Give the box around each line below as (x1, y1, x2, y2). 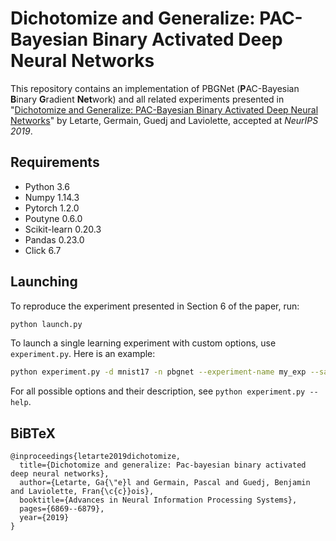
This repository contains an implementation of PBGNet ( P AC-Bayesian (10, 82, 300, 94)
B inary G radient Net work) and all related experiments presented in (10, 93, 285, 105)
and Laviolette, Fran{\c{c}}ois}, (10, 487, 155, 497)
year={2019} (19, 513, 70, 523)
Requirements (10, 154, 100, 171)
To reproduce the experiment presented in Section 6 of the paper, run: (10, 300, 300, 312)
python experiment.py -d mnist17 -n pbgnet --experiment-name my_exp (10, 367, 307, 377)
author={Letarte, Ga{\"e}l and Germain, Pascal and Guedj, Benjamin (19, 478, 311, 488)
